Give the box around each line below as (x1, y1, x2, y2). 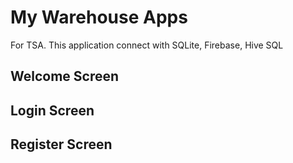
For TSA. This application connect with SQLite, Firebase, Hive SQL (10, 39, 284, 51)
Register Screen (10, 136, 113, 153)
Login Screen (10, 102, 95, 119)
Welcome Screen (10, 68, 120, 85)
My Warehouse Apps (10, 6, 188, 29)
